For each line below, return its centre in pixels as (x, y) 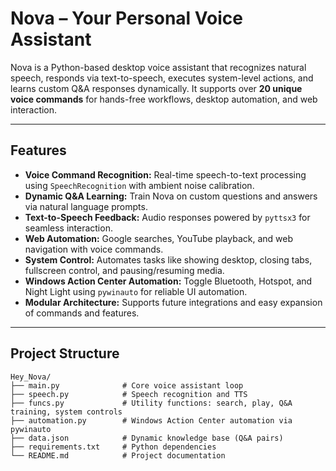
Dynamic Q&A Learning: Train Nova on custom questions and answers (171, 196)
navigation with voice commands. (94, 249)
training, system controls (66, 412)
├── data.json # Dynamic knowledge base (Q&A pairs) (147, 438)
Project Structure (65, 353)
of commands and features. (82, 313)
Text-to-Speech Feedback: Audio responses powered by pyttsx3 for (167, 217)
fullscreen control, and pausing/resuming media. (124, 270)
